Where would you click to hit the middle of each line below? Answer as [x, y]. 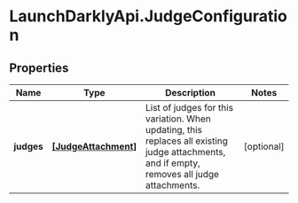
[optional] [264, 146]
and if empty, [173, 163]
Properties [39, 68]
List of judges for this [189, 108]
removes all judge [182, 174]
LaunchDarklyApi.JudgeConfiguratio [149, 16]
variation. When [178, 119]
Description [190, 93]
